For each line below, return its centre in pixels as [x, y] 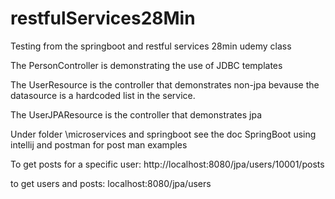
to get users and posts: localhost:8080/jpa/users [111, 183]
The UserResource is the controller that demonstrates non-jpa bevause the [165, 84]
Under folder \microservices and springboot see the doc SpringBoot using [163, 134]
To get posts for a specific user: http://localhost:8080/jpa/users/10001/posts [167, 164]
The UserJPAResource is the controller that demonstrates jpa [136, 114]
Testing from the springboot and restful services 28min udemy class [151, 46]
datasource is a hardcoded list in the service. [103, 95]
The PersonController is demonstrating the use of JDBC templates [146, 65]
